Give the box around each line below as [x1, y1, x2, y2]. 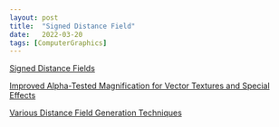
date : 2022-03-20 [9, 30, 83, 39]
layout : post [9, 13, 59, 23]
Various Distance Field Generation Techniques [9, 107, 183, 118]
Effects [9, 90, 36, 101]
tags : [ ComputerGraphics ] [9, 38, 107, 48]
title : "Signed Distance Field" [9, 22, 136, 31]
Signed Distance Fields [9, 63, 95, 74]
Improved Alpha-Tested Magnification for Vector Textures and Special [9, 80, 270, 91]
